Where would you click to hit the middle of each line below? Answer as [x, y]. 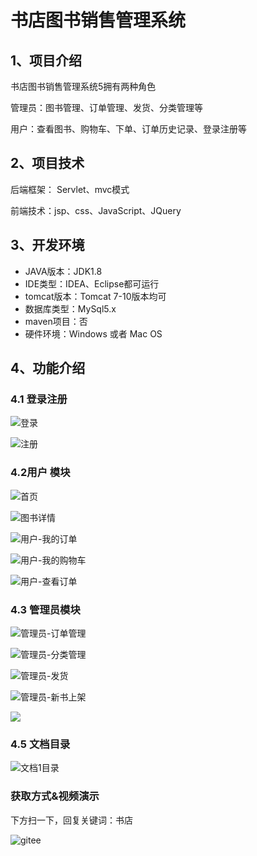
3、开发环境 [47, 245]
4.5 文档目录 [40, 744]
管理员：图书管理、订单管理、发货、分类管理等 [106, 107]
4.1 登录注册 [39, 399]
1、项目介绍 [46, 60]
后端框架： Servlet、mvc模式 [70, 189]
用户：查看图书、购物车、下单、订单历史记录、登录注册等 [128, 129]
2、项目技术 [47, 163]
